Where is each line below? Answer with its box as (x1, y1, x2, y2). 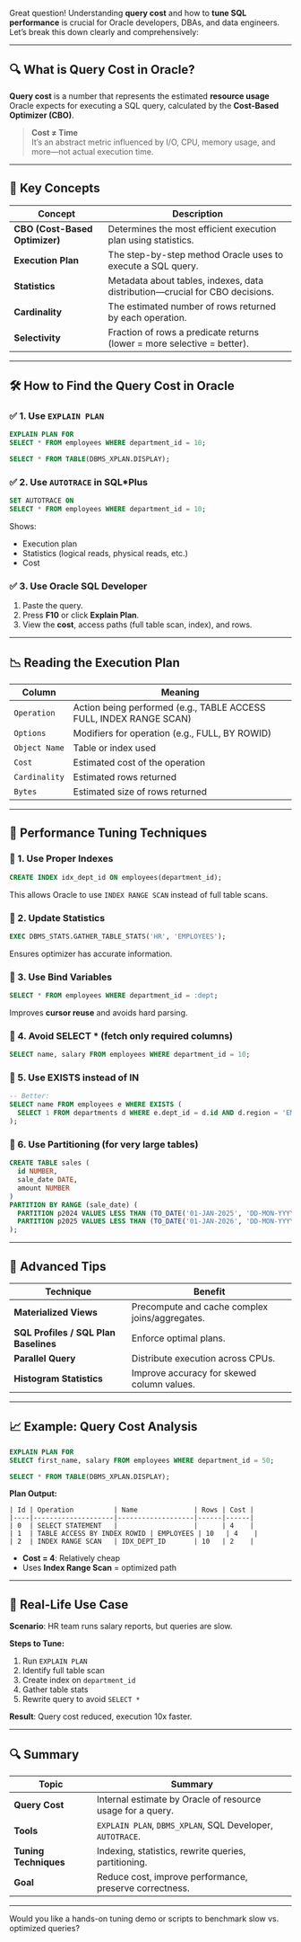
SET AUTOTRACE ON (9, 496, 74, 506)
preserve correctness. (97, 1882, 190, 1894)
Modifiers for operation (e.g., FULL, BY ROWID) (73, 727, 271, 740)
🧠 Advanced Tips (9, 1258, 107, 1274)
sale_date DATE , (17, 1175, 78, 1184)
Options (13, 728, 47, 739)
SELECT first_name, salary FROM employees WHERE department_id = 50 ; (9, 1456, 275, 1465)
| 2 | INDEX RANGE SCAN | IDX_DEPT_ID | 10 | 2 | (9, 1537, 254, 1547)
